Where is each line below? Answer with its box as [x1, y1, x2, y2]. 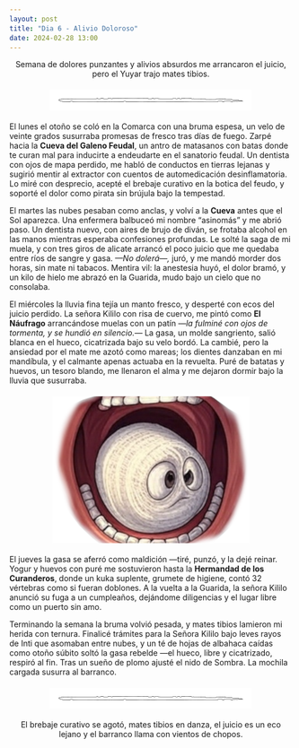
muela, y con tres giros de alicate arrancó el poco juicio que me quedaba [9, 243, 280, 255]
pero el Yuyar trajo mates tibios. [92, 68, 210, 80]
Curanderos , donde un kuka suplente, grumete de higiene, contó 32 [9, 573, 262, 584]
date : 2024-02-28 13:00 [9, 33, 99, 42]
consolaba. [9, 282, 51, 292]
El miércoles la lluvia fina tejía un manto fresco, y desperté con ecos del [9, 299, 276, 309]
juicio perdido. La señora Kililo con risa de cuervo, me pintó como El [9, 309, 261, 319]
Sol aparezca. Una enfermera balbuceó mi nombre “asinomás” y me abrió [9, 215, 282, 226]
